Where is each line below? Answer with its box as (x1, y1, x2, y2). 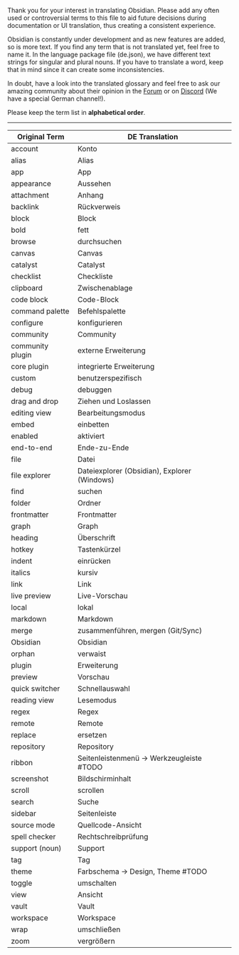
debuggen (77, 385, 112, 395)
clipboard (11, 283, 43, 293)
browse (11, 237, 36, 246)
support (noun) (11, 844, 62, 853)
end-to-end (11, 443, 53, 453)
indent (11, 556, 33, 566)
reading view (11, 695, 55, 705)
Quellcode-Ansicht (77, 820, 142, 830)
